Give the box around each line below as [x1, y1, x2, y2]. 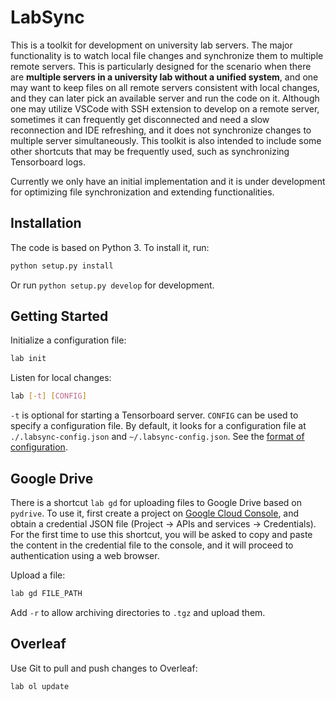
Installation [10, 215, 82, 232]
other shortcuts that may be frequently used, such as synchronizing [10, 145, 290, 157]
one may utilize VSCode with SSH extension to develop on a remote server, [10, 102, 320, 115]
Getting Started [10, 308, 109, 325]
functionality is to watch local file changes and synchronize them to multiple [10, 49, 324, 61]
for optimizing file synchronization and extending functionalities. [10, 186, 275, 198]
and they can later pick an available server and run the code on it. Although [10, 92, 320, 104]
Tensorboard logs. [10, 156, 86, 168]
